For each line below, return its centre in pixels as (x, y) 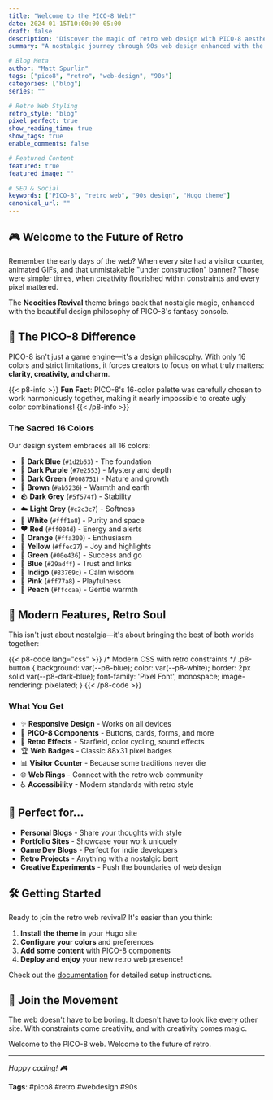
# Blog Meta (28, 61)
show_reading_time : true (50, 129)
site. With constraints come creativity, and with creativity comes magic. (128, 1028)
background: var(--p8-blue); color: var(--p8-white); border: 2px (144, 667)
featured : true (34, 166)
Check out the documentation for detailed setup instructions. (110, 975)
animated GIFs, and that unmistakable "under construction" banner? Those (134, 269)
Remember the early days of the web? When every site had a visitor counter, (136, 260)
